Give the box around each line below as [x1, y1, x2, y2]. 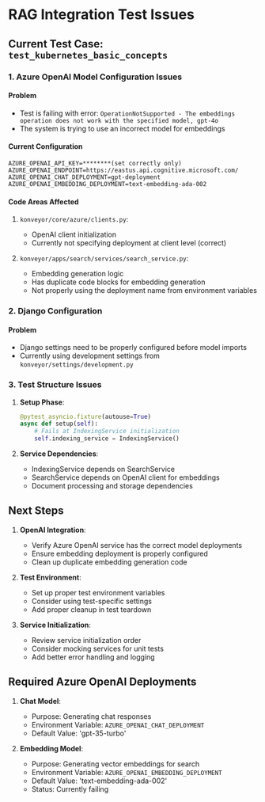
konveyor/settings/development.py [19, 361, 134, 369]
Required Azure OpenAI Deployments [8, 675, 197, 689]
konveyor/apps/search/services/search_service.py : [19, 253, 189, 263]
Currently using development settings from [19, 351, 160, 361]
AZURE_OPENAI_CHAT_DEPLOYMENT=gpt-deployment [8, 173, 161, 181]
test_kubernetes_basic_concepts [8, 49, 168, 61]
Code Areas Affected [8, 196, 79, 207]
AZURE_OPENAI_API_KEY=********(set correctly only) [8, 159, 182, 167]
